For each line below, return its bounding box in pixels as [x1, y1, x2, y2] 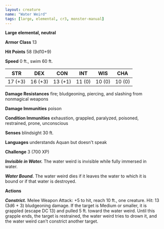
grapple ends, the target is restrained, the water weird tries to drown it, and [5, 213, 157, 219]
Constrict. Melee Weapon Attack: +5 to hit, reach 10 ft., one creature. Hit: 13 [5, 198, 160, 203]
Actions [5, 188, 22, 194]
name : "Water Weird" [5, 12, 48, 17]
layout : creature [5, 7, 41, 12]
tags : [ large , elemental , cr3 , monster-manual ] [5, 16, 105, 21]
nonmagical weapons [5, 96, 49, 102]
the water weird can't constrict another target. [5, 218, 98, 224]
